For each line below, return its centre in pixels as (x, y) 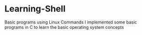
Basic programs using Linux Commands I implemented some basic (71, 22)
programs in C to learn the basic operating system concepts (64, 27)
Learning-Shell (35, 9)
